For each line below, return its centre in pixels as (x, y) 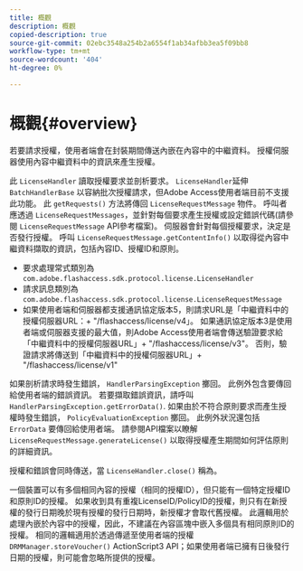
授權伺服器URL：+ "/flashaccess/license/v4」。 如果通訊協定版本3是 (150, 321)
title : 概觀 (30, 18)
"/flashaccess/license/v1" (70, 365)
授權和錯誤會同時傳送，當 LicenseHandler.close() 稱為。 (116, 470)
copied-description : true (58, 34)
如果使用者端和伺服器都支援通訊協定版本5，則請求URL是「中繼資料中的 (156, 309)
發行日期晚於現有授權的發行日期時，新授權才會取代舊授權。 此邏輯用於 (157, 512)
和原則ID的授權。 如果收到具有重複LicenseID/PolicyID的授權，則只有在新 (145, 501)
